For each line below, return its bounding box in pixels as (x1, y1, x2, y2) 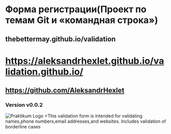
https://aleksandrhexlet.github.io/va (5, 55, 164, 67)
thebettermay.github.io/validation (5, 35, 116, 43)
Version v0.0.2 (5, 101, 43, 109)
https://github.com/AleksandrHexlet (5, 86, 125, 95)
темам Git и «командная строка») (5, 14, 158, 26)
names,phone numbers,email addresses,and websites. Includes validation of (5, 118, 166, 124)
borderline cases (5, 124, 41, 130)
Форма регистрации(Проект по (5, 4, 146, 15)
